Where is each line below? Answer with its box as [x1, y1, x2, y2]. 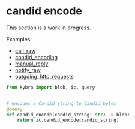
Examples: [6, 35, 32, 43]
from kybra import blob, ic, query [6, 84, 95, 91]
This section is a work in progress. [6, 24, 91, 31]
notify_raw [14, 66, 41, 73]
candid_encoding [14, 53, 58, 61]
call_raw [14, 47, 36, 55]
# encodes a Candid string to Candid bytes [6, 100, 117, 106]
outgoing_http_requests [14, 73, 74, 80]
